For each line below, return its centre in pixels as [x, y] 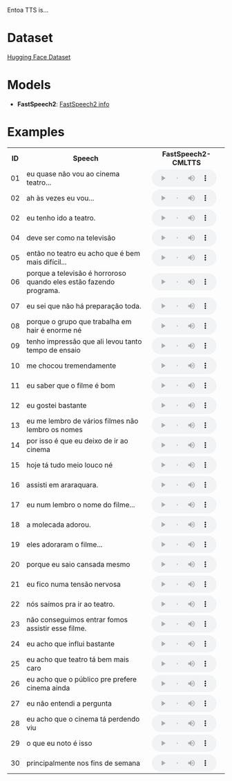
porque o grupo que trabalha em [79, 321]
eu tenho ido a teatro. [61, 218]
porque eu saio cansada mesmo [78, 564]
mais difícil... [47, 262]
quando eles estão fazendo [71, 281]
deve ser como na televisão [71, 238]
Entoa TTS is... [28, 10]
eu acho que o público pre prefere [81, 679]
